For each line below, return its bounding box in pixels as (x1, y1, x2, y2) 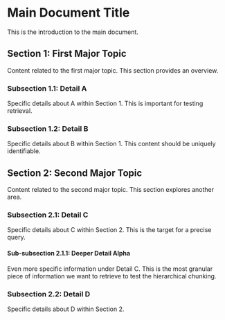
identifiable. (7, 147, 41, 155)
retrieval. (7, 107, 33, 115)
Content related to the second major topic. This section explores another (7, 186, 215, 194)
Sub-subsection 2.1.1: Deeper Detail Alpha (7, 249, 130, 258)
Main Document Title (7, 5, 130, 21)
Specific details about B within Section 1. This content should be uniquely (7, 140, 216, 148)
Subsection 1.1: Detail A (7, 83, 87, 93)
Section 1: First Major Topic (7, 48, 127, 60)
